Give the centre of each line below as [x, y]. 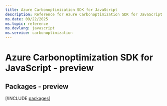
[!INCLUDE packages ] [28, 98]
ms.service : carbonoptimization [39, 33]
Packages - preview [37, 86]
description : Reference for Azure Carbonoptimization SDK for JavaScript [84, 14]
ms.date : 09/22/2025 [27, 19]
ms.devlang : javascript [30, 28]
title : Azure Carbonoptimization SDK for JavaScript [61, 10]
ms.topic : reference [27, 24]
